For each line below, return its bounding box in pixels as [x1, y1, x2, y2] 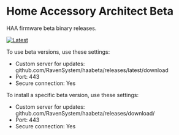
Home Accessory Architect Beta [6, 4, 173, 18]
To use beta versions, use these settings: [6, 48, 110, 56]
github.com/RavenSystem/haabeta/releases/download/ [15, 109, 155, 117]
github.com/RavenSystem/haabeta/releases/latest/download [15, 66, 169, 74]
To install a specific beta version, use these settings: [6, 91, 139, 98]
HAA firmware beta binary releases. [6, 24, 97, 32]
